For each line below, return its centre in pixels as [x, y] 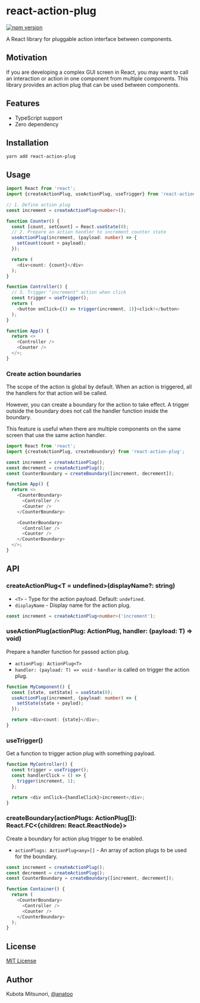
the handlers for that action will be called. [57, 393]
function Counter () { [33, 221]
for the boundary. [36, 856]
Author [19, 979]
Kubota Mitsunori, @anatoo [40, 993]
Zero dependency [37, 124]
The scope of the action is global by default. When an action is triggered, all [99, 387]
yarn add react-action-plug [41, 157]
